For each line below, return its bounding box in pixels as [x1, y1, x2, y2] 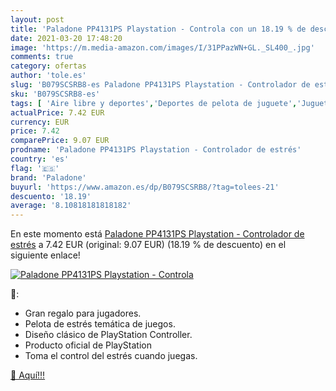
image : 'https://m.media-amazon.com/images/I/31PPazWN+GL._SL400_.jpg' [10, 42, 315, 53]
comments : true [10, 52, 74, 62]
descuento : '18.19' [10, 191, 92, 201]
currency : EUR [10, 117, 70, 127]
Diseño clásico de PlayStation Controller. [24, 329, 193, 341]
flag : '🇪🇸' [10, 163, 60, 173]
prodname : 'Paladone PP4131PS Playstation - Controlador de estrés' [10, 145, 302, 155]
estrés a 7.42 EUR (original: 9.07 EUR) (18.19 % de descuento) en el [10, 239, 287, 251]
